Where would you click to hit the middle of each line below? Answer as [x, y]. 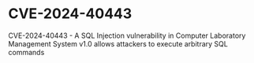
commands [26, 52]
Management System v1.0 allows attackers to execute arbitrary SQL [118, 43]
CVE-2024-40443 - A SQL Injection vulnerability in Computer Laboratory [127, 35]
